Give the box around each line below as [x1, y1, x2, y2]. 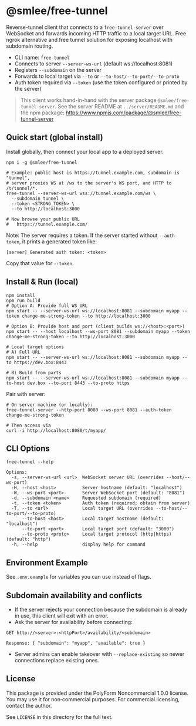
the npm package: [20, 109, 65, 116]
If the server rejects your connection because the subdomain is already [14, 606, 188, 613]
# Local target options [6, 344, 65, 350]
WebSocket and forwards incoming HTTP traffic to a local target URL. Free [6, 29, 187, 37]
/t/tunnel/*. [6, 185, 38, 191]
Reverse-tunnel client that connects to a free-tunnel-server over [6, 24, 164, 31]
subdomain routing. [6, 42, 53, 49]
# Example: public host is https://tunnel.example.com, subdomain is [6, 170, 180, 176]
